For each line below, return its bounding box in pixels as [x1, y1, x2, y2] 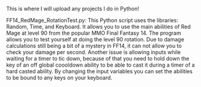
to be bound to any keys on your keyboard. [6, 74, 113, 81]
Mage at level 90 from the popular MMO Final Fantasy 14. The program [6, 29, 181, 37]
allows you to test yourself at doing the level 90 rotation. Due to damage [6, 36, 185, 43]
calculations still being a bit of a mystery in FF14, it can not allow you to [6, 42, 182, 49]
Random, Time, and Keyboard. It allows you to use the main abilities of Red [6, 23, 191, 30]
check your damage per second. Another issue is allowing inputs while [6, 49, 181, 56]
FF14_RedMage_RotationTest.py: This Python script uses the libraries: [6, 17, 179, 23]
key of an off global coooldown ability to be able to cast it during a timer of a [6, 61, 195, 68]
